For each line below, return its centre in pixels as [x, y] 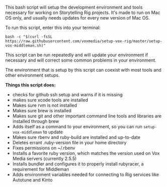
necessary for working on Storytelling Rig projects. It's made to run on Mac [83, 13]
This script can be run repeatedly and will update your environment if [76, 55]
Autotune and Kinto [32, 180]
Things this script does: [31, 85]
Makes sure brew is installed [42, 111]
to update [53, 132]
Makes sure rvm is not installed [45, 105]
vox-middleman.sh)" [26, 46]
